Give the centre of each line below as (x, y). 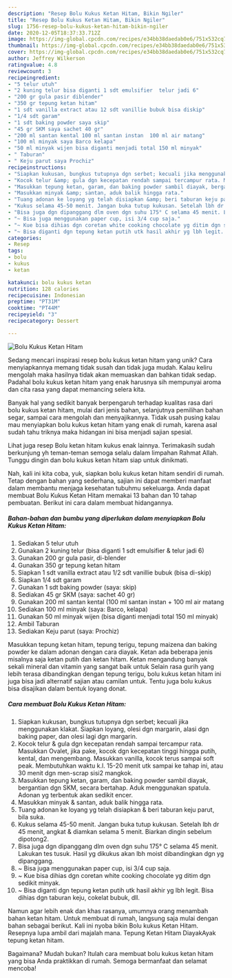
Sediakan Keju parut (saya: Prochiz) (68, 631)
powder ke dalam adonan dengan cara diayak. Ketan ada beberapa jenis (110, 652)
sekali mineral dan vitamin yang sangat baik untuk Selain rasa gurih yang (111, 666)
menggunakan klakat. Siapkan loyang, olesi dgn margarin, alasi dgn (113, 729)
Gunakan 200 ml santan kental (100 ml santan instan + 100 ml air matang (121, 601)
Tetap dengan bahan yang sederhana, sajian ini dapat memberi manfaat (110, 481)
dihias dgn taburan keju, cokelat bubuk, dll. (79, 897)
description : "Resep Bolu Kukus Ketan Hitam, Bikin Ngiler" (96, 13)
